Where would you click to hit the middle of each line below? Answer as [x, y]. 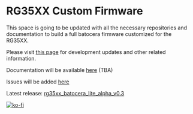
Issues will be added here [38, 82]
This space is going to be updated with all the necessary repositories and [97, 28]
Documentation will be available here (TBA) [60, 70]
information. [21, 58]
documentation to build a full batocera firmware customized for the [89, 34]
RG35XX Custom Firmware [75, 11]
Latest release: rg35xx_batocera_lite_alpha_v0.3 [65, 93]
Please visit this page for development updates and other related [86, 52]
